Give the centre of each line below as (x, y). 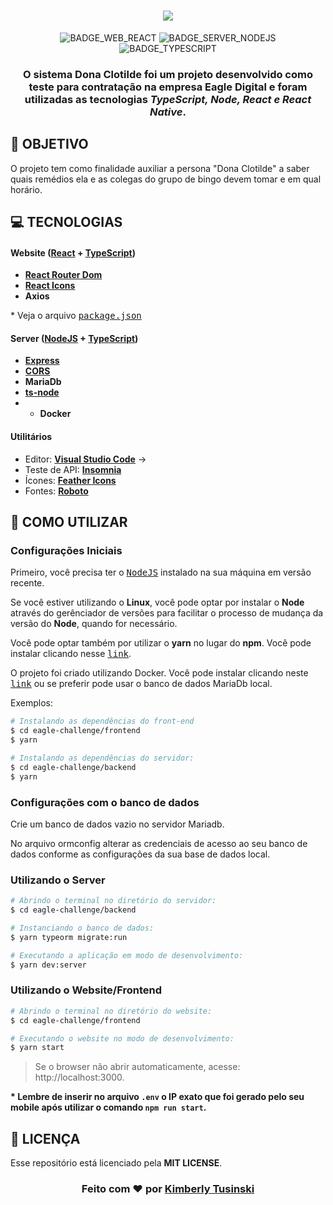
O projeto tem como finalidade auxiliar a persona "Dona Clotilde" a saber (160, 168)
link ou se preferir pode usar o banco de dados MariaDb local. (141, 684)
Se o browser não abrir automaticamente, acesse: (137, 1067)
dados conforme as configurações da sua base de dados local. (140, 854)
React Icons (50, 286)
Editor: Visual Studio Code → (85, 459)
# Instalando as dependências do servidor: (102, 758)
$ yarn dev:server (48, 965)
